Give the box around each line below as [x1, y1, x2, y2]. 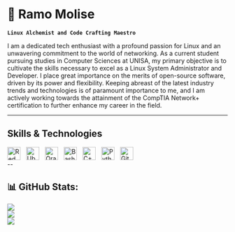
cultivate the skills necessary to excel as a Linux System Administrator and [7, 64, 222, 72]
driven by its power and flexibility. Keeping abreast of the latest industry [7, 78, 215, 87]
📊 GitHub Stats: [7, 181, 79, 193]
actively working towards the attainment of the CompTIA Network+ [7, 94, 200, 102]
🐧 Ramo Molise [7, 6, 95, 22]
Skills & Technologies [7, 128, 103, 140]
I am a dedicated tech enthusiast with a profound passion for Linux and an [7, 41, 221, 50]
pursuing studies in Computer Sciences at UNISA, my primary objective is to [7, 56, 227, 65]
